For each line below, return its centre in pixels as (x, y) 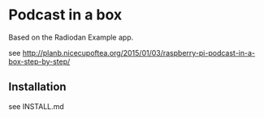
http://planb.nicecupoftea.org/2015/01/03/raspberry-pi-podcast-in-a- (139, 53)
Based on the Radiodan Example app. (71, 37)
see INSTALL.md (37, 106)
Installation (37, 87)
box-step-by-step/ (39, 61)
